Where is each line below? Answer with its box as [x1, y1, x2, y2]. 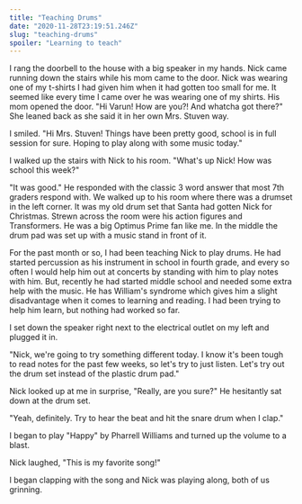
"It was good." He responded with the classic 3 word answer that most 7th [9, 182, 285, 193]
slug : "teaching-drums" [9, 30, 99, 39]
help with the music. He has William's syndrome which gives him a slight [9, 285, 278, 297]
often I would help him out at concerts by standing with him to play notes [9, 266, 279, 277]
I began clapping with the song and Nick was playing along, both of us [9, 474, 270, 486]
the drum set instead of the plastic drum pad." [9, 368, 180, 379]
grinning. [9, 484, 43, 495]
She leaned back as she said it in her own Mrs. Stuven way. [9, 111, 229, 121]
